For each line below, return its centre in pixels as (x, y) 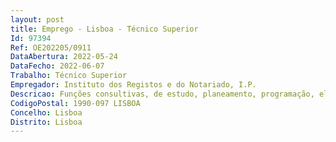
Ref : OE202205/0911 (51, 47)
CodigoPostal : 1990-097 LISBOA (75, 103)
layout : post (37, 19)
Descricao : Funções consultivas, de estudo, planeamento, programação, (162, 94)
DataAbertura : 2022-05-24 (64, 57)
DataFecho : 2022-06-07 (57, 66)
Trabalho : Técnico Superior (69, 76)
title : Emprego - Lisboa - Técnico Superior (104, 29)
